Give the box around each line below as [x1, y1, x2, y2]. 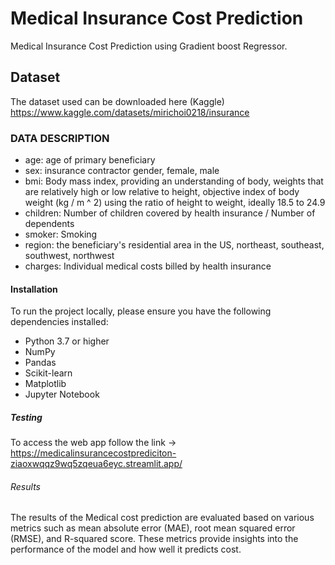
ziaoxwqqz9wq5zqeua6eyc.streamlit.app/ [10, 458, 183, 470]
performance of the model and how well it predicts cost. [10, 543, 242, 556]
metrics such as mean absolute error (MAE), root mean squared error [10, 522, 296, 534]
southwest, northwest [24, 250, 115, 262]
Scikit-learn [24, 367, 73, 379]
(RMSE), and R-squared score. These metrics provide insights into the [10, 533, 299, 545]
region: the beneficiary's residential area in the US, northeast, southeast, [24, 239, 325, 251]
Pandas [24, 357, 57, 369]
